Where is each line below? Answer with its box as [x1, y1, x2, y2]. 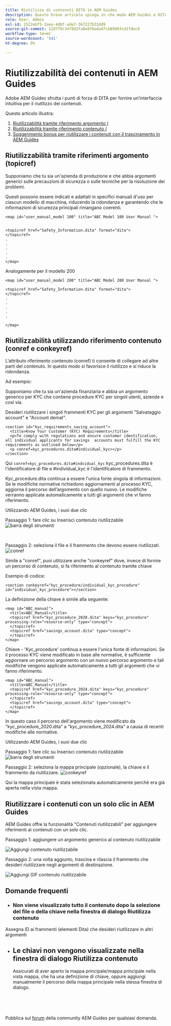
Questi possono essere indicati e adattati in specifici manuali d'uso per [5, 194, 154, 200]
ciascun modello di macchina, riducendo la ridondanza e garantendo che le [5, 199, 163, 205]
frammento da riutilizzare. [5, 770, 60, 776]
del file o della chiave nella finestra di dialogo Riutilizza [12, 908, 151, 915]
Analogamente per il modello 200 [5, 268, 75, 274]
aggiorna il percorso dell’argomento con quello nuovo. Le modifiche [5, 486, 147, 493]
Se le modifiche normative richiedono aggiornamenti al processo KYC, [5, 481, 153, 487]
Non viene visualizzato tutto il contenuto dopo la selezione [12, 902, 160, 909]
